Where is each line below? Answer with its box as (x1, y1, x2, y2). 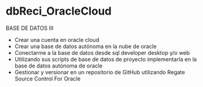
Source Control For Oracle (14, 75, 81, 82)
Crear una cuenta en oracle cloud (14, 36, 99, 43)
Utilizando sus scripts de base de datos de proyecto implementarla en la (14, 55, 197, 63)
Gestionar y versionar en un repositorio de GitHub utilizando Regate (14, 68, 185, 75)
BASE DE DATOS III (6, 24, 54, 32)
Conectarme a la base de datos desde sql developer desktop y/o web (14, 49, 190, 56)
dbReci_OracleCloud (6, 4, 112, 18)
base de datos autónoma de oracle (14, 62, 103, 69)
